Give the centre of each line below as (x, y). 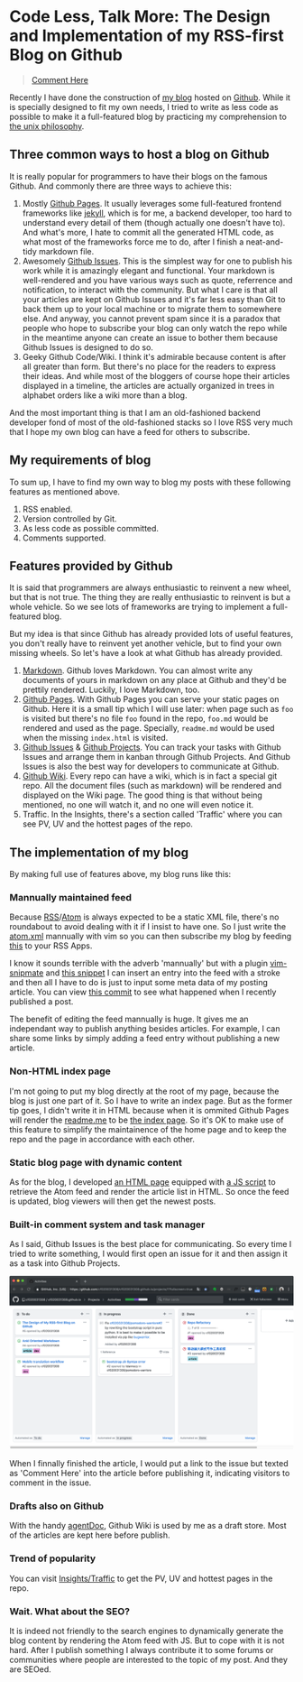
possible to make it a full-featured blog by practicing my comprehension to (148, 116)
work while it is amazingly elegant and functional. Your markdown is (148, 270)
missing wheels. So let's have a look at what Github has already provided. (146, 653)
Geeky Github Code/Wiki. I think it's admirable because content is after (154, 356)
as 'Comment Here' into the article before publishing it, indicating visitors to (150, 1473)
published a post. (41, 1002)
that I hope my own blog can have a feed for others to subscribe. (130, 431)
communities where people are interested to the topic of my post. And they (149, 1659)
